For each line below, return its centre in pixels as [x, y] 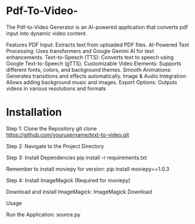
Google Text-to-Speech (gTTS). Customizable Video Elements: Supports [94, 63]
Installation [34, 112]
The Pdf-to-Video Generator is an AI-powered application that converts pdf [97, 27]
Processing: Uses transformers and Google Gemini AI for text [80, 51]
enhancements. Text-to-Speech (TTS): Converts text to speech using [90, 57]
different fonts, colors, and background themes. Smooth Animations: [89, 69]
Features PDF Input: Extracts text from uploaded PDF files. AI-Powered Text [98, 45]
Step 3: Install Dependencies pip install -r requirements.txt [77, 158]
